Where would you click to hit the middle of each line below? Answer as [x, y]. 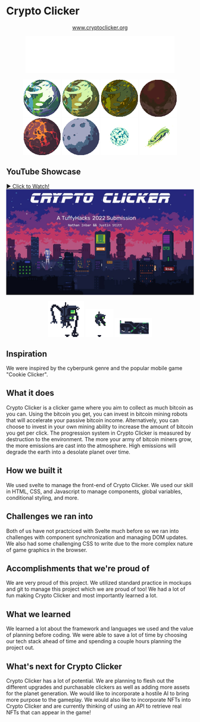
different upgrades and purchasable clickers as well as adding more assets [98, 687]
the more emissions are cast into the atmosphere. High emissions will [91, 445]
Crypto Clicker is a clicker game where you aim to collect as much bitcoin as [100, 407]
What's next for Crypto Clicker [64, 666]
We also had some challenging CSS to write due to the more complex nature [100, 543]
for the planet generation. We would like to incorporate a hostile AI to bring [98, 693]
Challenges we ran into [50, 517]
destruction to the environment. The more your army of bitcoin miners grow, [99, 439]
